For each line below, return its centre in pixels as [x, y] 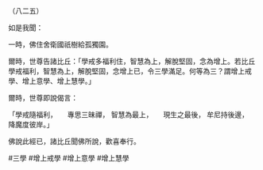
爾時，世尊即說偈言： [43, 98]
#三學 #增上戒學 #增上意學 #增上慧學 [69, 158]
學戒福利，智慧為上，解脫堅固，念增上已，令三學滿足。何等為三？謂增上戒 [130, 71]
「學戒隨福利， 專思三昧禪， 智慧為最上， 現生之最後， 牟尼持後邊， [127, 115]
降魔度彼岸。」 [31, 125]
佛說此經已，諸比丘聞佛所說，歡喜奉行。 [74, 141]
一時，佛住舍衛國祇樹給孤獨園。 [60, 44]
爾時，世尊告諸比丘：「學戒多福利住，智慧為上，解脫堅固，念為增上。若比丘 [132, 61]
